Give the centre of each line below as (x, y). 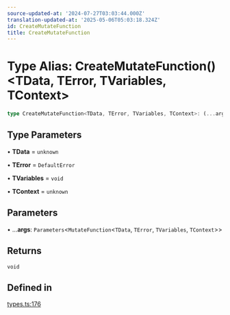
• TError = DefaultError (41, 164)
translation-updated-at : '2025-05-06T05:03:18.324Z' (84, 20)
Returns (25, 251)
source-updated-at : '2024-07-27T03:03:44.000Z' (76, 13)
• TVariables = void (35, 178)
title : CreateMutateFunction (49, 33)
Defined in (30, 287)
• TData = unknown (33, 151)
